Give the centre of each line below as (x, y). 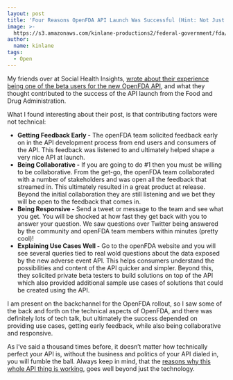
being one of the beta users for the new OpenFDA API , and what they (106, 86)
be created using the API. (53, 290)
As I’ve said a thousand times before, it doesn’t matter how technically (107, 346)
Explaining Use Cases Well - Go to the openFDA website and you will (116, 246)
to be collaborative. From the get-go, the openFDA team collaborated (116, 172)
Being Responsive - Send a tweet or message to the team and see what (120, 208)
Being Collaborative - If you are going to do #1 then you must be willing (119, 165)
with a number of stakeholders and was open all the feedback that (112, 179)
